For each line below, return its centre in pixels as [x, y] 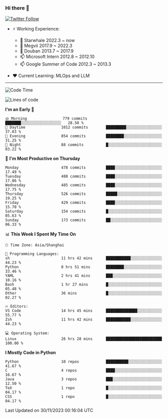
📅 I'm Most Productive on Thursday [43, 158]
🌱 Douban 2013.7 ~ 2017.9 [47, 51]
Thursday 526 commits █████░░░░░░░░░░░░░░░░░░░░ [84, 194]
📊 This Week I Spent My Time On [40, 234]
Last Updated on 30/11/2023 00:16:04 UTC [49, 410]
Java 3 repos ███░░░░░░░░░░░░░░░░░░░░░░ [84, 379]
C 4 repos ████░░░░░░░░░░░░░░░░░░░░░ [84, 370]
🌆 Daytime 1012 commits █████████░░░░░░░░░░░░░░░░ [84, 127]
